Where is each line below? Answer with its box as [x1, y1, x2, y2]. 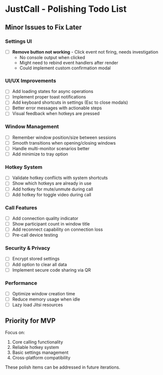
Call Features [5, 204, 38, 211]
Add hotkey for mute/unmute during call [12, 186, 93, 192]
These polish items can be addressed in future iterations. [5, 364, 120, 370]
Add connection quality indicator [12, 215, 79, 221]
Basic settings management [12, 349, 69, 355]
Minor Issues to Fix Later [5, 23, 82, 31]
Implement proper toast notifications [12, 94, 86, 100]
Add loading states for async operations [12, 89, 93, 94]
